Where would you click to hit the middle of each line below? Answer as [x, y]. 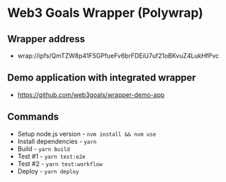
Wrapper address [46, 39]
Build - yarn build [44, 148]
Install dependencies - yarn [57, 141]
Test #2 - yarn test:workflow [60, 164]
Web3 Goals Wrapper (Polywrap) [105, 13]
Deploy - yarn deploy [48, 171]
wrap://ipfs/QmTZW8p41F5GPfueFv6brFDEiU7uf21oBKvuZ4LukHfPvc [118, 56]
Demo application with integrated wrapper [102, 78]
